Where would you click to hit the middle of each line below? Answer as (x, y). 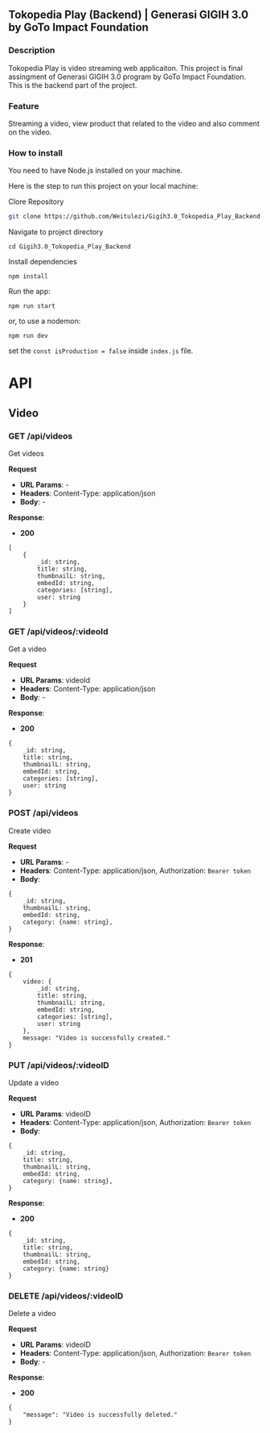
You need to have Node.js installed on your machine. (96, 171)
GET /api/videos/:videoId (58, 631)
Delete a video (32, 1314)
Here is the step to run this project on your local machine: (103, 186)
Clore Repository (36, 201)
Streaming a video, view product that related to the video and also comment (134, 123)
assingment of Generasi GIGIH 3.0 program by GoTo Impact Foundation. (127, 77)
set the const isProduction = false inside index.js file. (101, 351)
